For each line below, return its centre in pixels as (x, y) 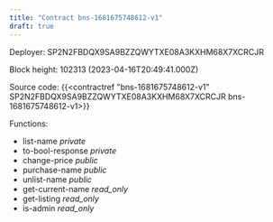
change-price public (60, 160)
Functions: (29, 124)
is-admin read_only (58, 208)
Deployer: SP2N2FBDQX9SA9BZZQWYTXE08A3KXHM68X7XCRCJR (136, 51)
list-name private (54, 141)
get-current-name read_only (75, 189)
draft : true (32, 26)
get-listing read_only (60, 199)
